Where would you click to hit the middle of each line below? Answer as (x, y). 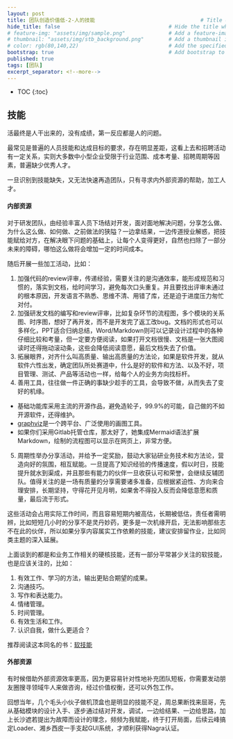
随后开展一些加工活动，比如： (50, 263)
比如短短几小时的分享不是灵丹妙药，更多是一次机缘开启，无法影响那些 (119, 522)
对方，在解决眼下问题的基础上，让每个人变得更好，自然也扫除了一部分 (126, 240)
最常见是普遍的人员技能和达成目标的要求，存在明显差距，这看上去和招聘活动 (116, 148)
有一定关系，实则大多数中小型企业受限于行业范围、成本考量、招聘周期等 (110, 156)
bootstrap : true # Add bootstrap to (116, 53)
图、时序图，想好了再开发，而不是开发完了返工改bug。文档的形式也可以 (120, 322)
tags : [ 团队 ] (25, 65)
